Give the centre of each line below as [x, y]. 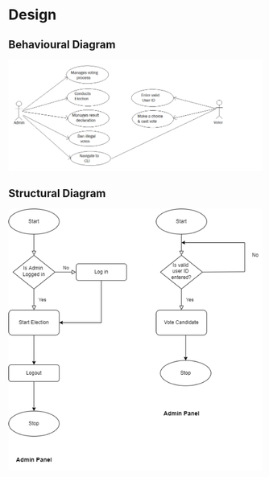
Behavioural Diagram [62, 45]
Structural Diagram [57, 193]
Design [33, 15]
